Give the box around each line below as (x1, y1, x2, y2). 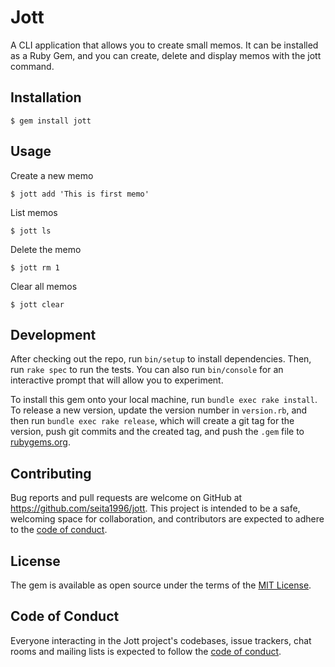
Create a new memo (10, 169, 94, 181)
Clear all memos (10, 280, 78, 292)
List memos (10, 206, 58, 218)
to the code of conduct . (10, 524, 108, 536)
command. (10, 60, 55, 72)
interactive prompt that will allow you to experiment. (10, 374, 224, 386)
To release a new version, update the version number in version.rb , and (10, 404, 308, 416)
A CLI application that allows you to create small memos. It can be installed (10, 39, 319, 51)
